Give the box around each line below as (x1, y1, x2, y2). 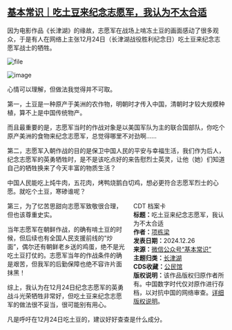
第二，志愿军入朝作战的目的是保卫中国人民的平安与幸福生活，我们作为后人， (7, 146, 225, 154)
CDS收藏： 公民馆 (133, 262, 183, 271)
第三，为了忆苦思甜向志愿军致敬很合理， (7, 201, 122, 210)
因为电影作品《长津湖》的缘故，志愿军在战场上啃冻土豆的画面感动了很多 (7, 26, 213, 35)
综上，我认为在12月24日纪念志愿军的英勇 (7, 283, 124, 291)
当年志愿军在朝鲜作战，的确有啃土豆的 (7, 225, 116, 233)
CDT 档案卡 (133, 201, 166, 210)
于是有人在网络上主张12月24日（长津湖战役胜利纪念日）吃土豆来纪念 (19, 35, 215, 43)
